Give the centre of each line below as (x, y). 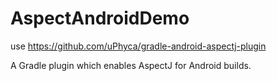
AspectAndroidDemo (100, 18)
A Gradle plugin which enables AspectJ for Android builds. (131, 65)
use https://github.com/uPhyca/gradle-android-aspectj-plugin (138, 46)
